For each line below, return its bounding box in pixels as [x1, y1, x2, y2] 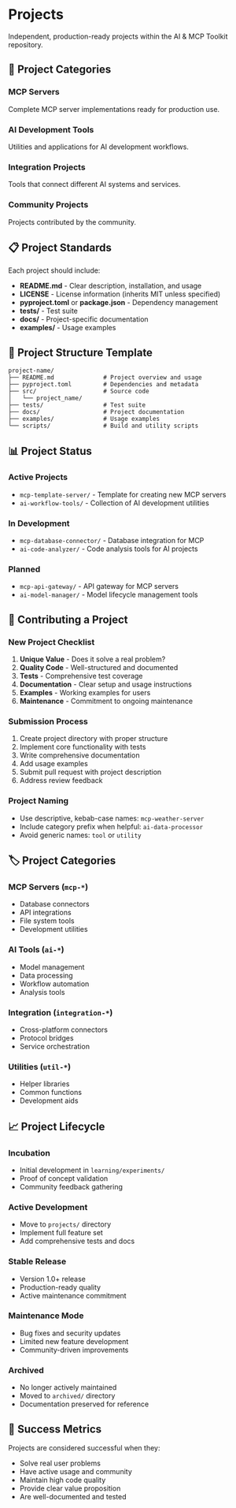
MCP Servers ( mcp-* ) [8, 881, 89, 892]
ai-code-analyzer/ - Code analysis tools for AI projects [19, 544, 198, 553]
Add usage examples [19, 759, 88, 769]
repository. [8, 39, 43, 49]
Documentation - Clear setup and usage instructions [19, 680, 193, 689]
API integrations [19, 908, 72, 918]
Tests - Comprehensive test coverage [19, 672, 143, 681]
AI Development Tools [8, 124, 94, 135]
